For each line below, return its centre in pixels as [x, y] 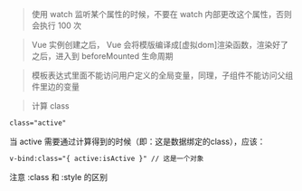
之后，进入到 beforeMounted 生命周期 [102, 56]
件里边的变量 [55, 86]
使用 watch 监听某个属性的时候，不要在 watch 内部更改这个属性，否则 [161, 14]
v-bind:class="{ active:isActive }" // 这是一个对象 [107, 158]
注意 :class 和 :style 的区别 [59, 177]
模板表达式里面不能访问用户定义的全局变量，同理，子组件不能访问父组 [162, 75]
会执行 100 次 [57, 25]
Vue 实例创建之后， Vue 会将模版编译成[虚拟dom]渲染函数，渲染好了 [160, 45]
